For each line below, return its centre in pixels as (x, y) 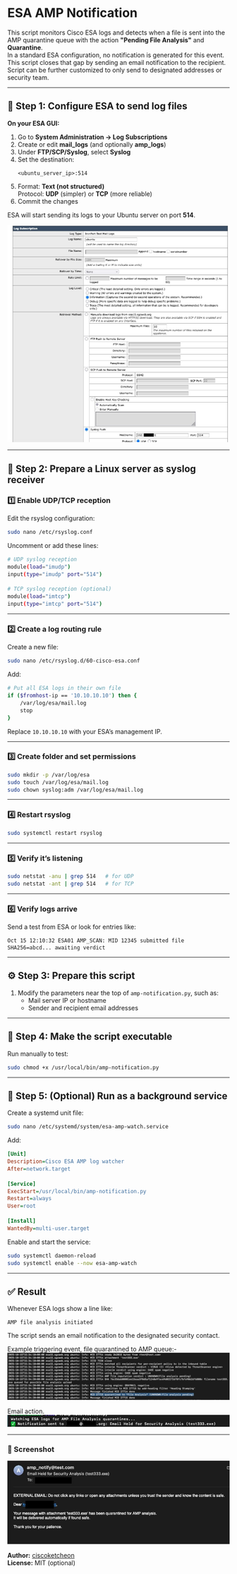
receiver (26, 480)
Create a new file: (33, 647)
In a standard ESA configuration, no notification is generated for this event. (116, 55)
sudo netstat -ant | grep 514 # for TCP (71, 884)
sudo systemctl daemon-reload (52, 1256)
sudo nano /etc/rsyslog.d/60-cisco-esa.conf (74, 661)
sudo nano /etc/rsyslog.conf (50, 532)
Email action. (26, 1411)
